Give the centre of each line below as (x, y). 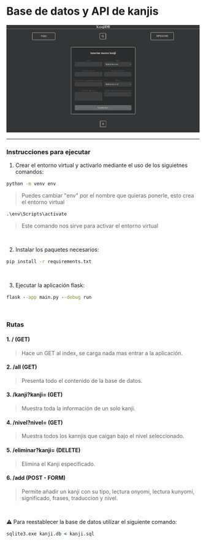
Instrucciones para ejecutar (48, 152)
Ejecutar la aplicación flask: (50, 285)
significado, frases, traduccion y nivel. (70, 498)
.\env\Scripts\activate (37, 214)
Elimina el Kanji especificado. (58, 464)
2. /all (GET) (22, 367)
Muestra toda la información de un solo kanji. (78, 409)
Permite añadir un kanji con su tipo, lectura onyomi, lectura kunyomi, (108, 491)
